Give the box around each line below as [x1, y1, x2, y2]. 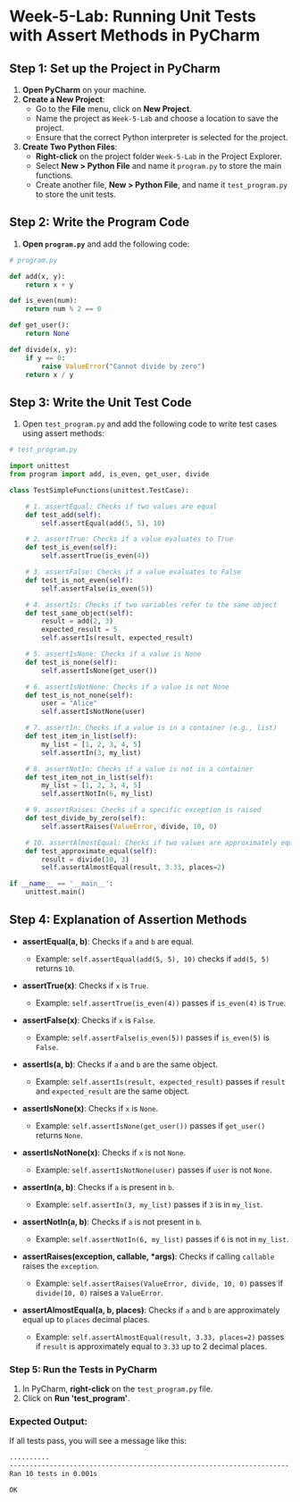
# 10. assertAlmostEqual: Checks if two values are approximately [25, 838, 278, 847]
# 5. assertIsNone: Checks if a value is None [25, 650, 202, 659]
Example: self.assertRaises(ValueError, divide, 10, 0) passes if [35, 1278, 284, 1288]
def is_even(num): [9, 297, 78, 306]
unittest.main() [25, 887, 87, 897]
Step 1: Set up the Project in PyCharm [9, 61, 221, 76]
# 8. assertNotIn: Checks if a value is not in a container [25, 764, 254, 774]
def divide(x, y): [9, 345, 78, 354]
